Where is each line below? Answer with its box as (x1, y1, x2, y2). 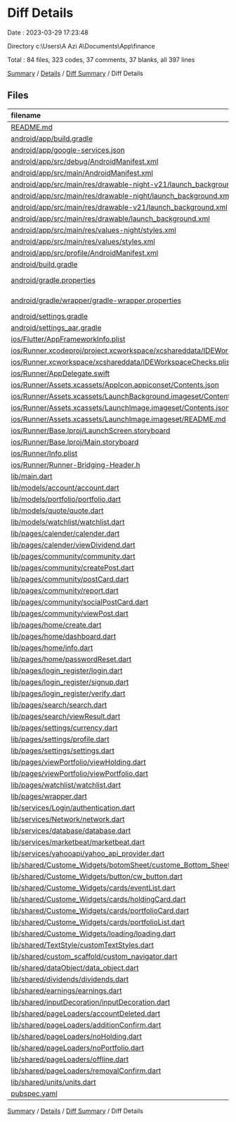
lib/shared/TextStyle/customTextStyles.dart (11, 940, 155, 950)
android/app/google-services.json (11, 145, 125, 155)
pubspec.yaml (11, 1088, 58, 1098)
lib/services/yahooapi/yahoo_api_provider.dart (11, 848, 165, 858)
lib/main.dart (11, 471, 53, 481)
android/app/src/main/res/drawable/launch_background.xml (11, 213, 211, 223)
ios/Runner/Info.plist (11, 448, 78, 458)
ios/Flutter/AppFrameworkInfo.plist (11, 334, 126, 344)
